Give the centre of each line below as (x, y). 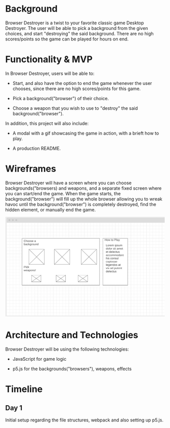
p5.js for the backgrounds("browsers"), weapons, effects (72, 369)
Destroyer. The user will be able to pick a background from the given (77, 28)
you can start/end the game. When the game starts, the (63, 193)
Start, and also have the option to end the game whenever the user (82, 83)
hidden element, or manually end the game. (51, 209)
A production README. (37, 148)
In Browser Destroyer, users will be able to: (50, 73)
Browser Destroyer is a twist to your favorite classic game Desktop (75, 23)
